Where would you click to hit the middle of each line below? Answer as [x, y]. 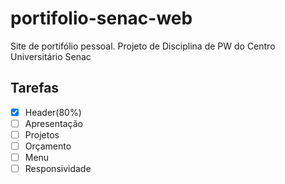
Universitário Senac [51, 56]
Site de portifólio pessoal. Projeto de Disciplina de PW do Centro [143, 46]
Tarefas [35, 88]
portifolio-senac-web [101, 18]
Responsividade [58, 169]
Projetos [42, 134]
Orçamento [48, 146]
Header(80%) [53, 112]
